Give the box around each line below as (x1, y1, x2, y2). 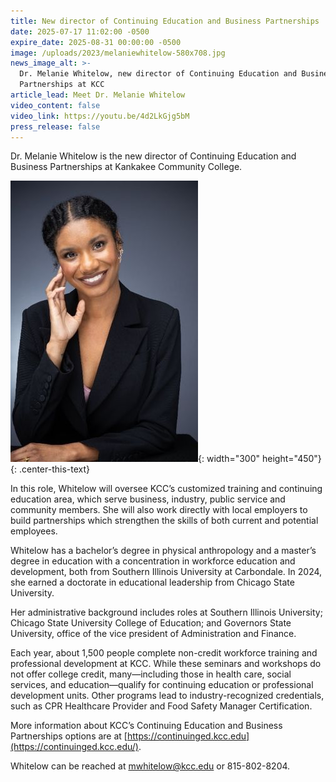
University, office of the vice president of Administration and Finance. (10, 628, 297, 640)
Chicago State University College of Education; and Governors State (10, 617, 292, 629)
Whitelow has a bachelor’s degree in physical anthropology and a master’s (10, 545, 317, 557)
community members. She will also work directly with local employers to (10, 504, 308, 516)
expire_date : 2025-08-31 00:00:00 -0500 (10, 37, 182, 47)
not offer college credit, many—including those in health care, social (10, 668, 292, 680)
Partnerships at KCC (19, 80, 105, 90)
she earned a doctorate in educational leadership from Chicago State (10, 576, 295, 589)
